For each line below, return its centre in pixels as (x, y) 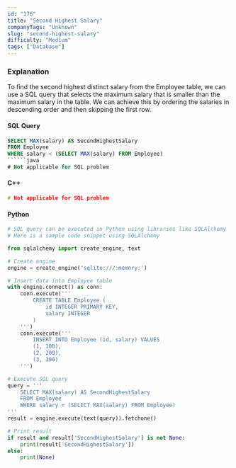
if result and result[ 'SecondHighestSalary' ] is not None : (96, 438)
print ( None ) (38, 457)
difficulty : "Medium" (39, 40)
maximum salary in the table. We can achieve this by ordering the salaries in (118, 102)
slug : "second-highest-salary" (54, 34)
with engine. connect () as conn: (55, 287)
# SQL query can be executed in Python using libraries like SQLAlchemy (117, 229)
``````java (23, 161)
